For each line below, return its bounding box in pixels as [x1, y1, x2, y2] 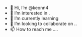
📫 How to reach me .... [10, 26, 58, 32]
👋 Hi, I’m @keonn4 [10, 5, 49, 10]
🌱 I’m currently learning [10, 15, 59, 21]
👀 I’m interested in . [10, 10, 50, 16]
